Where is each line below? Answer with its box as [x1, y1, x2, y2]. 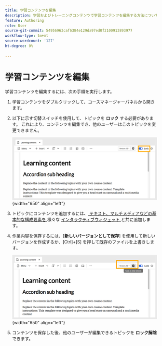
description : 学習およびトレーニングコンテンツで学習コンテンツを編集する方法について [5, 13, 159, 18]
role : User [5, 23, 27, 28]
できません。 [16, 127, 42, 133]
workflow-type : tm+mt [5, 33, 49, 38]
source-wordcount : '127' [5, 39, 55, 44]
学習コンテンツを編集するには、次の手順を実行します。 [5, 89, 115, 94]
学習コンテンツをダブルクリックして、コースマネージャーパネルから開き [12, 99, 155, 105]
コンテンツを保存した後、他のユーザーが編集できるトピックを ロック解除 [12, 330, 157, 335]
